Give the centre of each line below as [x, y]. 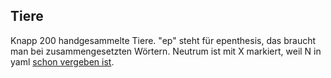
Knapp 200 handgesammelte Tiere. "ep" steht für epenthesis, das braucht [163, 40]
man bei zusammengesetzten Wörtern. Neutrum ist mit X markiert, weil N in [166, 51]
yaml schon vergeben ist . [62, 61]
